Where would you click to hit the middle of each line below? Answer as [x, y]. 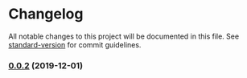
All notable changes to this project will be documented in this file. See [124, 36]
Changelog [46, 14]
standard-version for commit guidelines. [75, 44]
